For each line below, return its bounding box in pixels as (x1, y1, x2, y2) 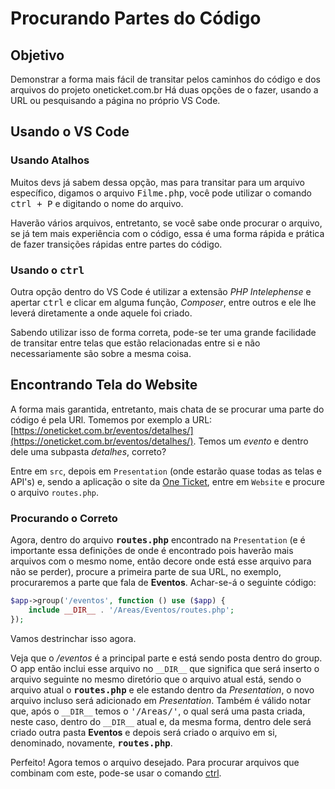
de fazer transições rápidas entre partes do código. (10, 238, 223, 250)
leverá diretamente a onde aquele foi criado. (10, 307, 193, 319)
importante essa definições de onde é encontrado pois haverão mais (10, 545, 294, 557)
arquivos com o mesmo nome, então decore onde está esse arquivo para (10, 555, 312, 567)
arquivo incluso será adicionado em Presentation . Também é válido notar (10, 694, 312, 706)
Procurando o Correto (10, 511, 118, 525)
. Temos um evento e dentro (193, 435, 309, 447)
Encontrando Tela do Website (10, 377, 198, 394)
